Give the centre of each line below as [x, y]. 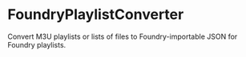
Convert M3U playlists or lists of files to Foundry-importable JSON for [123, 36]
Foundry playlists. [37, 44]
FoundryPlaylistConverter [96, 15]
